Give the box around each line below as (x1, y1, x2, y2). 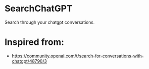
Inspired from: (4, 36, 64, 48)
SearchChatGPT (4, 3, 73, 14)
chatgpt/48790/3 (11, 58, 47, 64)
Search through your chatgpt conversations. (4, 19, 95, 25)
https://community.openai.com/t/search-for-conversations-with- (11, 53, 144, 59)
